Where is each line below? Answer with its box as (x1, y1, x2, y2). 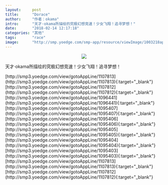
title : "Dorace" (5, 12, 50, 17)
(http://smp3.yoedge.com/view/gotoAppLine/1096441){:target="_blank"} (5, 100, 155, 106)
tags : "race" (5, 35, 46, 40)
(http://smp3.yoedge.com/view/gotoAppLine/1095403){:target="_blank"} (5, 153, 156, 159)
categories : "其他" (5, 30, 44, 35)
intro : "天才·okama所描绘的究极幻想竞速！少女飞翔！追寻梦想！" (5, 21, 136, 26)
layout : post (5, 7, 41, 12)
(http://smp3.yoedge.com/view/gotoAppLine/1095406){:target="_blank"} (5, 121, 156, 127)
